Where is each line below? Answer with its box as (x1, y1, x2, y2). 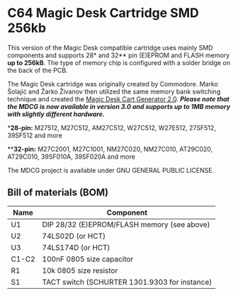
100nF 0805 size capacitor (42, 254, 134, 263)
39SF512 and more (7, 131, 62, 140)
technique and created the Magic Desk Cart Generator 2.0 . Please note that (7, 94, 230, 103)
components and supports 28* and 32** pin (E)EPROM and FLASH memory (7, 51, 230, 59)
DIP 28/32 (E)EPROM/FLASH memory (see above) (42, 220, 210, 229)
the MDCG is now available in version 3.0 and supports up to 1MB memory (7, 102, 231, 110)
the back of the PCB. (7, 66, 68, 74)
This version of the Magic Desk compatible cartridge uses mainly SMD (7, 43, 213, 52)
